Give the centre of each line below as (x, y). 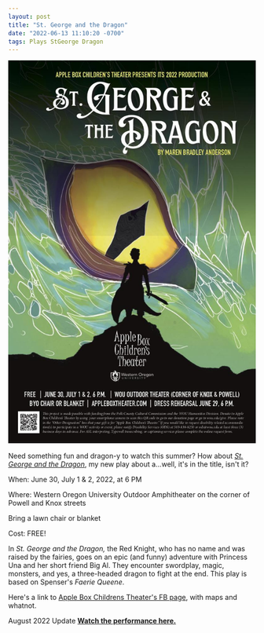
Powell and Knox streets (47, 503)
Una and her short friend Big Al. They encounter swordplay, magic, (116, 565)
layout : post (29, 16)
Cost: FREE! (27, 533)
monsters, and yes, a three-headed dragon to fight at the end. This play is (128, 573)
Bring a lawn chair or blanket (55, 518)
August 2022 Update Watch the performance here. (92, 620)
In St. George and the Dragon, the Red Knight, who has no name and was (127, 548)
